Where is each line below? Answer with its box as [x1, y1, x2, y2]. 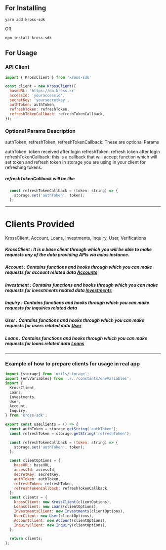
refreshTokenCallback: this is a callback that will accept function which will [5, 153, 157, 160]
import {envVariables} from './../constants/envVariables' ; [5, 376, 132, 381]
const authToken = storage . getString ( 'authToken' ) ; [9, 426, 119, 431]
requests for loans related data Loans [5, 340, 84, 346]
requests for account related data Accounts [5, 269, 98, 275]
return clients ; [9, 536, 43, 541]
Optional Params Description [5, 128, 76, 135]
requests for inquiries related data [5, 304, 78, 311]
